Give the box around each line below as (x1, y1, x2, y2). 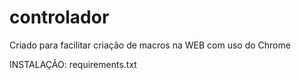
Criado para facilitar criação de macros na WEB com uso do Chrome (9, 39, 291, 51)
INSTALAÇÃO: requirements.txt (9, 58, 137, 70)
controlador (9, 6, 110, 29)
